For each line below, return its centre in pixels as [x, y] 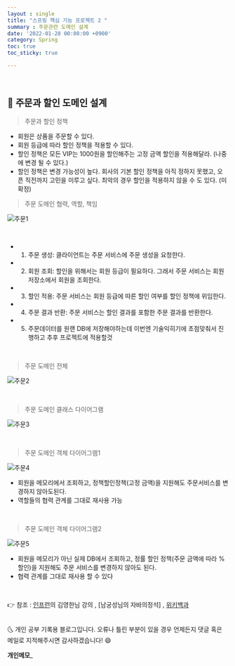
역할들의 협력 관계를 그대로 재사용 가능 [70, 500]
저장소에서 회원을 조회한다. [65, 280]
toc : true [22, 46]
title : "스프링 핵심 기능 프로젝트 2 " [57, 20]
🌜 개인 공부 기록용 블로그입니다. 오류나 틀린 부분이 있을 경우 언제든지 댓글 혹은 [115, 629]
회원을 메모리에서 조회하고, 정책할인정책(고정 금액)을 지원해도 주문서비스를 [119, 483]
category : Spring [33, 40]
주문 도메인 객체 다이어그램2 [63, 528]
